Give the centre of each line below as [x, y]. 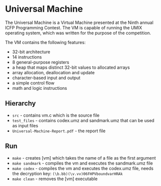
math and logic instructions [40, 88]
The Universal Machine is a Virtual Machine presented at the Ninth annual [79, 22]
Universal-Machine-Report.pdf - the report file [59, 131]
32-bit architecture [31, 52]
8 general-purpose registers [41, 62]
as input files [25, 125]
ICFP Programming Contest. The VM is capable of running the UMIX [74, 27]
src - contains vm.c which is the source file [56, 115]
